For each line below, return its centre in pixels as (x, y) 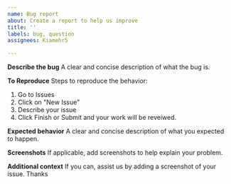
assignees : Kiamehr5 (38, 41)
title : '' (22, 27)
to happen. (23, 139)
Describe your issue (47, 110)
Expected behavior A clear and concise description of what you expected (116, 131)
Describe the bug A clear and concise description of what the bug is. (109, 67)
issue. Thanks (28, 174)
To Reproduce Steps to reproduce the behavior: (77, 81)
